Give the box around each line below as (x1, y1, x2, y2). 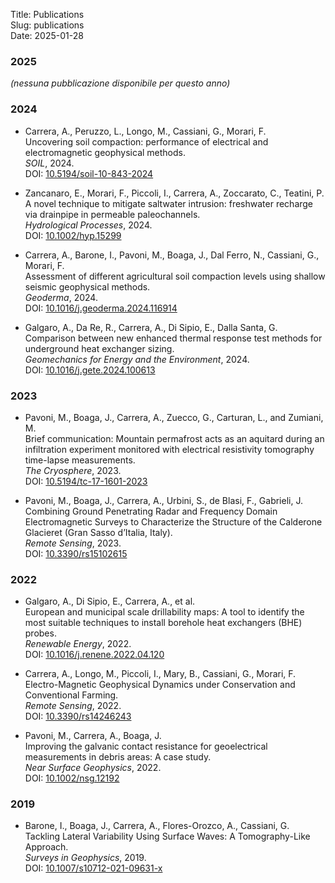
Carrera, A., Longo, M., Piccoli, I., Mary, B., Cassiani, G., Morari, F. (24, 668, 297, 680)
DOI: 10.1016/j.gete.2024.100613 (24, 364, 156, 376)
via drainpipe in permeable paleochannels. (24, 208, 201, 220)
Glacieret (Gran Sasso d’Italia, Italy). (24, 526, 173, 538)
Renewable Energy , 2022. (24, 638, 132, 650)
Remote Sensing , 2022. (24, 700, 122, 712)
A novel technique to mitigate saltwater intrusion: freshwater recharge (24, 197, 314, 209)
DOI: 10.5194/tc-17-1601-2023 (24, 475, 148, 487)
